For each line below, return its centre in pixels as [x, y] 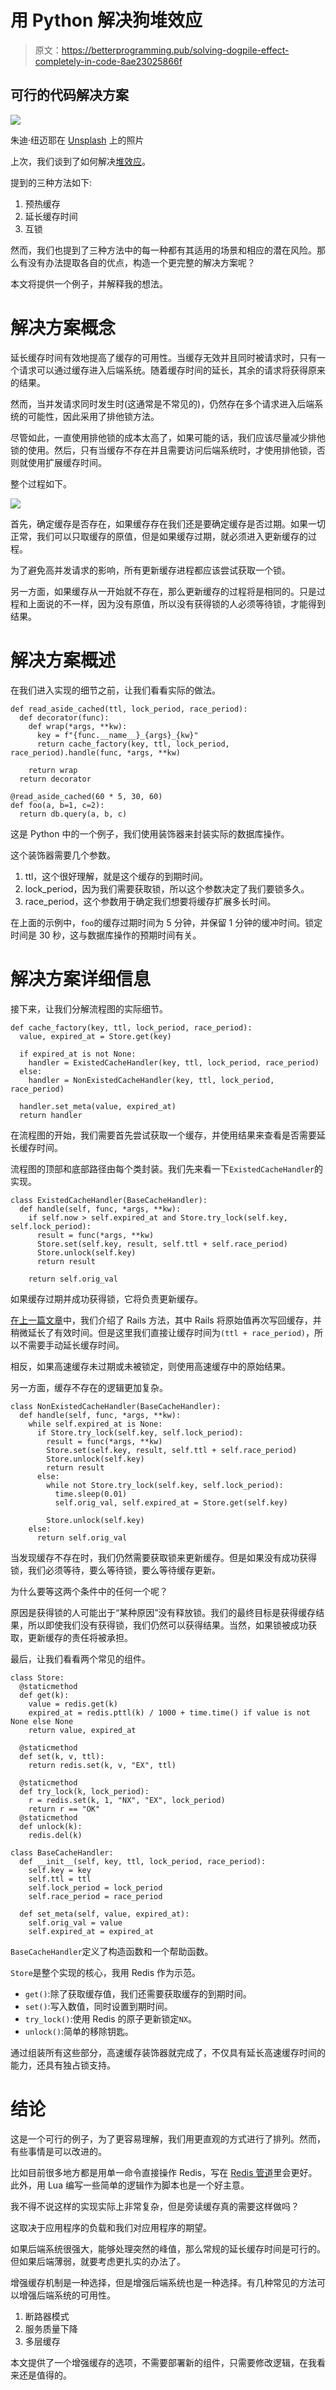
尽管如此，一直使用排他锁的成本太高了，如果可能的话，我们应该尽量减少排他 [168, 437]
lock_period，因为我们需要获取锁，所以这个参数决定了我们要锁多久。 [167, 888]
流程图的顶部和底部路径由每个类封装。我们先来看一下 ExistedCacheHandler [162, 1168]
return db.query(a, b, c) [73, 814]
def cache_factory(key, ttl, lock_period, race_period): [131, 1027]
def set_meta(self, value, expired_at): [104, 1914]
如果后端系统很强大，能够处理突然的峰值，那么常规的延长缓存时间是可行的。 [168, 2248]
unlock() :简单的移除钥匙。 [79, 2031]
